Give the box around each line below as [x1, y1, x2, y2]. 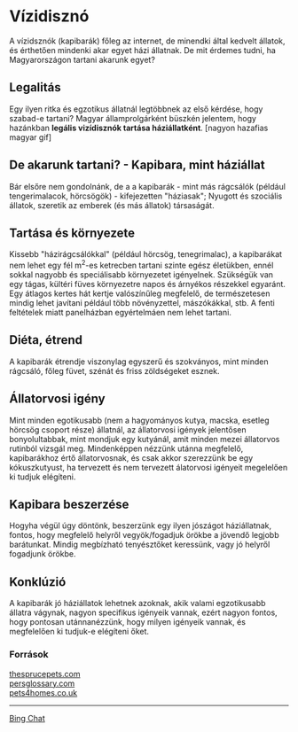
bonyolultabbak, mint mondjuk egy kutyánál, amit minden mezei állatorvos [9, 433, 280, 444]
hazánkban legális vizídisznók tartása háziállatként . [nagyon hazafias [9, 122, 269, 133]
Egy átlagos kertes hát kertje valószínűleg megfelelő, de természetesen [9, 288, 271, 299]
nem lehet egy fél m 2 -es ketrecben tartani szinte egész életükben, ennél [9, 259, 274, 271]
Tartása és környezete [9, 225, 136, 240]
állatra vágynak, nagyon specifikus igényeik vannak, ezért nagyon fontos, [9, 607, 278, 618]
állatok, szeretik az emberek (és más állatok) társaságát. [9, 199, 215, 210]
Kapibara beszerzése [9, 497, 129, 512]
